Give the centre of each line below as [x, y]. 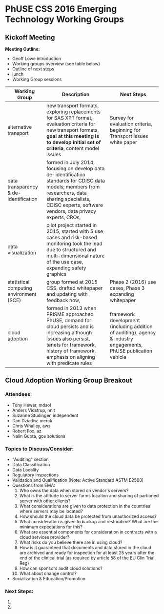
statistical [19, 282]
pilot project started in [71, 225]
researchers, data [66, 193]
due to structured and [71, 250]
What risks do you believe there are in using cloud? [71, 542]
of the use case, [65, 262]
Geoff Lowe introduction [37, 59]
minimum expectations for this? [51, 527]
